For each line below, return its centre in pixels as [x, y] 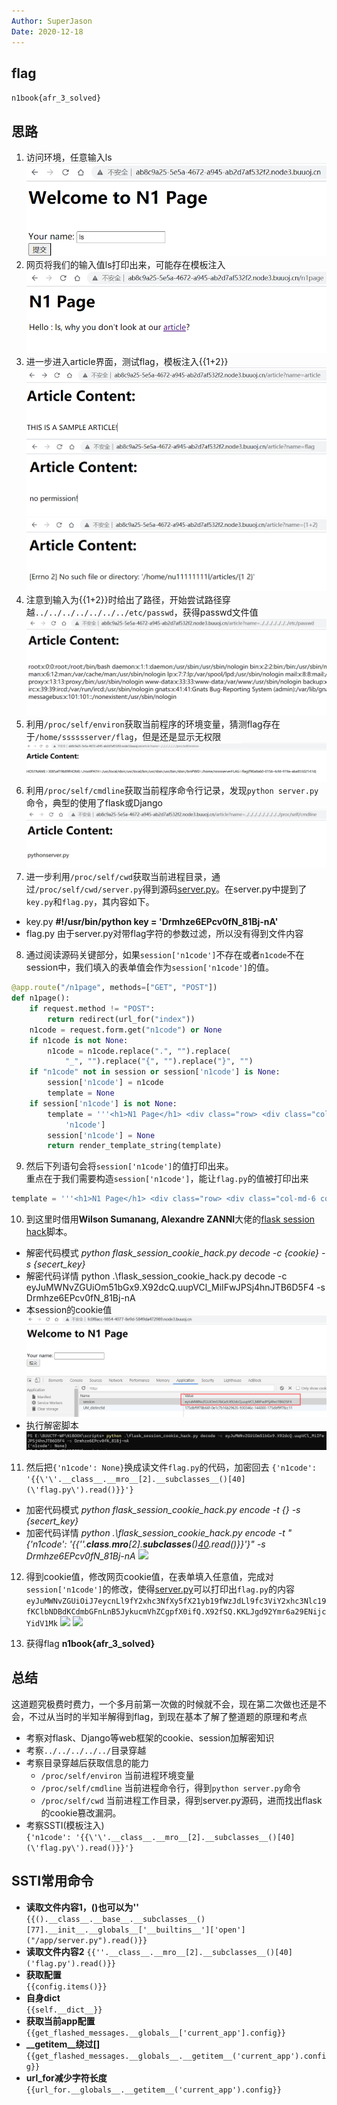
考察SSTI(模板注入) [65, 1825]
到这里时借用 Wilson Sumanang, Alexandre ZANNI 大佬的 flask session [170, 1219]
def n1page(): [41, 998]
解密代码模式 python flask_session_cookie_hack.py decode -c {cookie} [172, 1253]
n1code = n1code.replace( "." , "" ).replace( [139, 1051]
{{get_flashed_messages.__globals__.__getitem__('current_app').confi [176, 2056]
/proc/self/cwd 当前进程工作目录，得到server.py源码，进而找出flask [181, 1800]
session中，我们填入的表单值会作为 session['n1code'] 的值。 [149, 967]
